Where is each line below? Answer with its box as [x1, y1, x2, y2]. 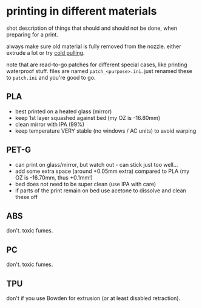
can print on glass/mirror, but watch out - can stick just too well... [15, 161, 178, 168]
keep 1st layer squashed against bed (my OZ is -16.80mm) [15, 114, 161, 121]
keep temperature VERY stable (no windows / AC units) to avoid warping [15, 127, 197, 135]
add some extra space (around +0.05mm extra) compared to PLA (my [15, 167, 190, 175]
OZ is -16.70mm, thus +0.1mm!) [15, 173, 93, 181]
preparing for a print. [6, 30, 59, 38]
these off [15, 193, 38, 200]
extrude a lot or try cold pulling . [6, 49, 85, 56]
